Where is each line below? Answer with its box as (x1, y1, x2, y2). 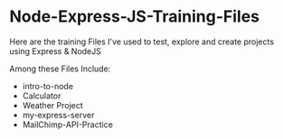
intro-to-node (22, 80, 74, 91)
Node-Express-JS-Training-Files (9, 6, 260, 27)
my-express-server (22, 109, 95, 120)
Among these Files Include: (9, 63, 111, 74)
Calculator (22, 90, 61, 101)
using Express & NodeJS (9, 45, 102, 56)
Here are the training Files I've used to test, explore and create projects (9, 36, 274, 47)
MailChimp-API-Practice (22, 119, 113, 130)
